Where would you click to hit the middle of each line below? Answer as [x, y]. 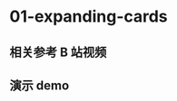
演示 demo [39, 85]
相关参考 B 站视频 [58, 52]
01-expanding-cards [88, 17]
